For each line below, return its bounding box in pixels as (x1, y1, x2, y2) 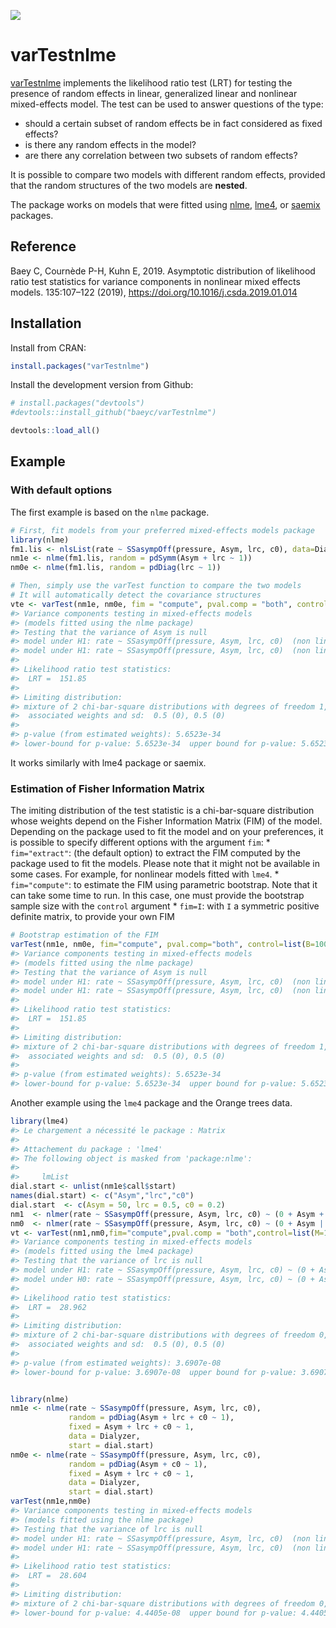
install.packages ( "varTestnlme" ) (10, 361, 150, 371)
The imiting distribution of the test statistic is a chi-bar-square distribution (10, 805, 315, 817)
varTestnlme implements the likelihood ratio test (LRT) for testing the (10, 76, 293, 89)
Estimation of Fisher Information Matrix (10, 781, 205, 795)
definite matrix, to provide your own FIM (10, 911, 176, 923)
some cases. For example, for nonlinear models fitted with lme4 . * (10, 868, 280, 880)
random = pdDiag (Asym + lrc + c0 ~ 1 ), (68, 1413, 235, 1423)
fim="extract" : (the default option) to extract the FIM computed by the (10, 847, 301, 859)
